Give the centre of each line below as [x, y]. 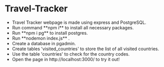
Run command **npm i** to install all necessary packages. [73, 27]
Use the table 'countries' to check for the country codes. [71, 54]
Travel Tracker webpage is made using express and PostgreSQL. [79, 22]
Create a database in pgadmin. [44, 43]
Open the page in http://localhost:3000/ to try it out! [66, 59]
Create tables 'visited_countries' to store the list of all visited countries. [86, 49]
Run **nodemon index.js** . [41, 38]
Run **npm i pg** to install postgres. [50, 33]
